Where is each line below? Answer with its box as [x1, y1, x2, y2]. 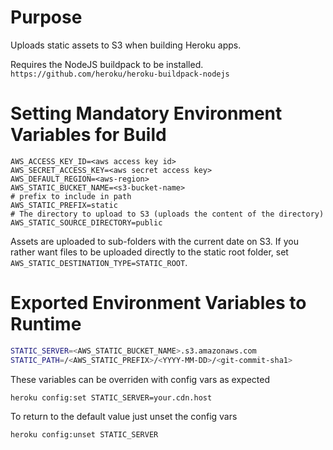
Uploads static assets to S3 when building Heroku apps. [10, 39, 242, 51]
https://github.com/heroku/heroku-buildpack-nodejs [10, 69, 230, 79]
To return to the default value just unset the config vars [10, 410, 238, 422]
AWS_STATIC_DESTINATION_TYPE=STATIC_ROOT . [10, 256, 188, 268]
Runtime [10, 313, 82, 336]
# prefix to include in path [10, 191, 132, 201]
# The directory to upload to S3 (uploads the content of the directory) [10, 209, 325, 219]
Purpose [10, 6, 83, 29]
